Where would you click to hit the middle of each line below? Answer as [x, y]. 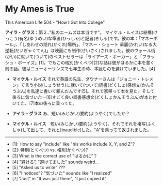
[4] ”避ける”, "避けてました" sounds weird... [55, 162]
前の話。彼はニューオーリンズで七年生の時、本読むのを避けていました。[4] [80, 68]
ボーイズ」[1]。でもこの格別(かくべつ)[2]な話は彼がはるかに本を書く [86, 62]
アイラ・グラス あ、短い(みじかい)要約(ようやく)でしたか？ [71, 113]
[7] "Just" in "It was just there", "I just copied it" [59, 178]
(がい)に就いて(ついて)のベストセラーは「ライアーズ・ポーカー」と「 [74, 56]
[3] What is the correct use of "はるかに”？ [55, 155]
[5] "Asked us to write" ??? [39, 167]
